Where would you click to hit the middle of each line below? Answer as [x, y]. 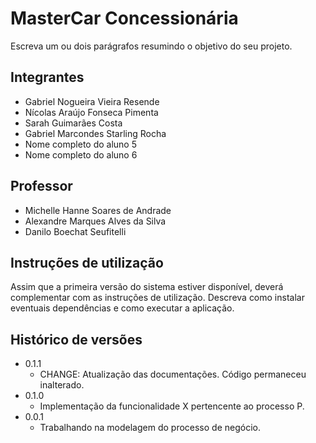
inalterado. [62, 385]
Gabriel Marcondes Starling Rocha [95, 133]
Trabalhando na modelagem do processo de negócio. [150, 428]
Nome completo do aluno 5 [81, 144]
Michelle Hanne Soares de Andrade [98, 210]
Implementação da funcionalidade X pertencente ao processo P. [172, 406]
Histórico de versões [76, 339]
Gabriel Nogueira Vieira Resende [92, 101]
